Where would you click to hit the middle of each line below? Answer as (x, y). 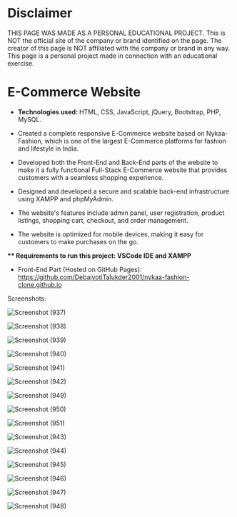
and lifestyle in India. (48, 149)
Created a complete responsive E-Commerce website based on (111, 133)
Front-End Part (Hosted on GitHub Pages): (80, 269)
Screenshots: (27, 298)
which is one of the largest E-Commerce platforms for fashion (136, 141)
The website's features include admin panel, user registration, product (121, 213)
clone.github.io (40, 284)
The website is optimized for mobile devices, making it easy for (111, 234)
